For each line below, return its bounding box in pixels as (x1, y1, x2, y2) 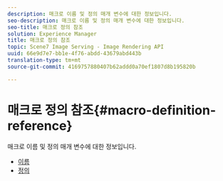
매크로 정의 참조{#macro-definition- (7, 102, 217, 118)
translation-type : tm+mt (7, 57, 81, 64)
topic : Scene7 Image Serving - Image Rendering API (7, 43, 164, 50)
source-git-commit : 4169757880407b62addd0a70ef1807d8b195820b (7, 63, 196, 70)
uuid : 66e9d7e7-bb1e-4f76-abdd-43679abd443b (7, 50, 142, 57)
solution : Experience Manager (7, 30, 98, 38)
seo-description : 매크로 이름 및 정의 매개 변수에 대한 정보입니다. (7, 17, 185, 24)
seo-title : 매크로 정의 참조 (7, 23, 83, 31)
